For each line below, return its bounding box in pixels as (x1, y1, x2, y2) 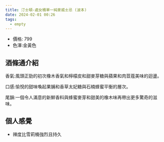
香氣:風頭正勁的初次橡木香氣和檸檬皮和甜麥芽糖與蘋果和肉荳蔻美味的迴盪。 (5, 73, 162, 79)
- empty (10, 21, 26, 27)
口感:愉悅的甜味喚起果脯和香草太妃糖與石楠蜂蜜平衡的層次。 (5, 84, 131, 90)
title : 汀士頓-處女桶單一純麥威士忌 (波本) (5, 7, 87, 13)
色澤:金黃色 (12, 42, 36, 49)
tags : (5, 17, 17, 22)
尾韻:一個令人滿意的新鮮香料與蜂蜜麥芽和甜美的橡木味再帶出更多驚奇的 (5, 94, 153, 101)
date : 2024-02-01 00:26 (5, 12, 56, 17)
